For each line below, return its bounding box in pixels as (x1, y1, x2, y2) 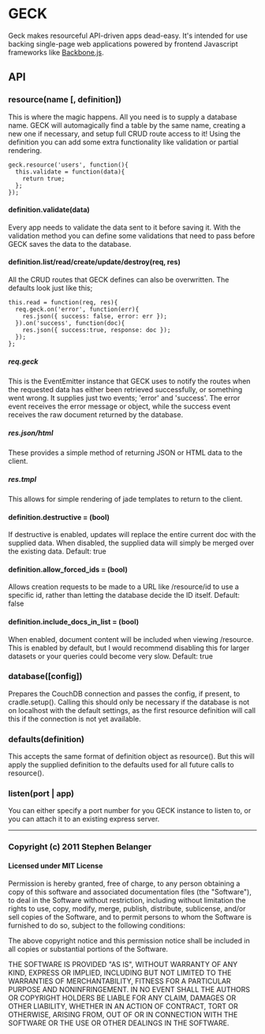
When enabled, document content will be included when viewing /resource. (8, 634, 254, 644)
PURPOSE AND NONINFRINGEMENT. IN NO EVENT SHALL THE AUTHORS (8, 984, 251, 994)
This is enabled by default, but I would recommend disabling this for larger (8, 643, 250, 652)
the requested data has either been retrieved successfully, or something (8, 385, 243, 394)
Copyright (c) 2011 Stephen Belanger (8, 842, 152, 853)
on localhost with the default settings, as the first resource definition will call (8, 705, 256, 715)
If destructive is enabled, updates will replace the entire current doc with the (8, 530, 256, 539)
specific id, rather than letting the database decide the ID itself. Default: (8, 591, 241, 600)
